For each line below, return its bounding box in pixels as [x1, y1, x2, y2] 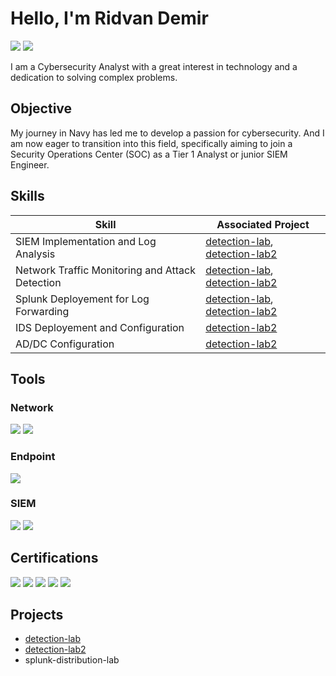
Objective [10, 100, 73, 117]
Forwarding [15, 304, 70, 318]
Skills [10, 188, 45, 205]
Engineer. [10, 158, 50, 171]
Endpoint [10, 450, 56, 464]
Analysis [15, 247, 56, 261]
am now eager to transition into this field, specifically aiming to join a [10, 137, 293, 149]
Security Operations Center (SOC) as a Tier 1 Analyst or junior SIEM [10, 148, 288, 160]
